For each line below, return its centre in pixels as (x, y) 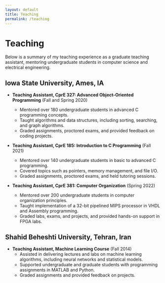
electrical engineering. (28, 68)
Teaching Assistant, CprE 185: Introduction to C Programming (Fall (82, 146)
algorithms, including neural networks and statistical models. (81, 259)
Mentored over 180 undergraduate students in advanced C (79, 110)
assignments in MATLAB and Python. (57, 270)
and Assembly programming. (49, 211)
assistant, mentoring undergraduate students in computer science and (77, 62)
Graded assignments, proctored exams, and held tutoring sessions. (88, 176)
